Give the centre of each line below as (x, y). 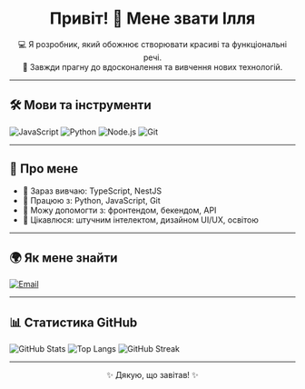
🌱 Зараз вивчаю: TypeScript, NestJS (92, 191)
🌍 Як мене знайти (64, 258)
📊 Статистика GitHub (74, 322)
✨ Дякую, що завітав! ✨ (152, 375)
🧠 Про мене (44, 169)
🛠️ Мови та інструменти (80, 105)
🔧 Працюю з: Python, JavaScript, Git (91, 200)
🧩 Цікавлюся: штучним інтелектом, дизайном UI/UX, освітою (140, 219)
